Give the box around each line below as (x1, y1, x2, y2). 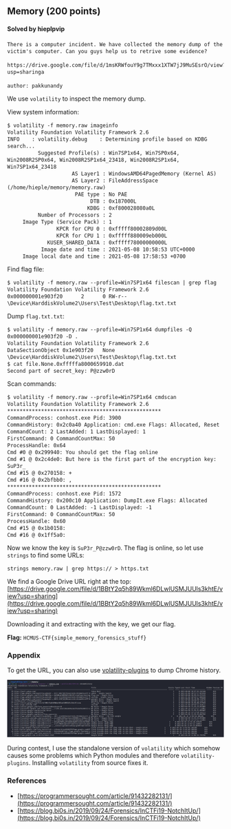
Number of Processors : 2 (37, 212, 112, 218)
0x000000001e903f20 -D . (7, 333, 78, 340)
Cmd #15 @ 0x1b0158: (7, 524, 67, 531)
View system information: (7, 108, 79, 116)
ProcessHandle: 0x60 (7, 518, 67, 524)
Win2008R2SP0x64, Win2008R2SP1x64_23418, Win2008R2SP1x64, (7, 156, 180, 163)
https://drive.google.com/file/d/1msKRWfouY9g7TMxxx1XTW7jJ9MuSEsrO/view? (7, 61, 226, 68)
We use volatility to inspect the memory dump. (7, 94, 146, 103)
